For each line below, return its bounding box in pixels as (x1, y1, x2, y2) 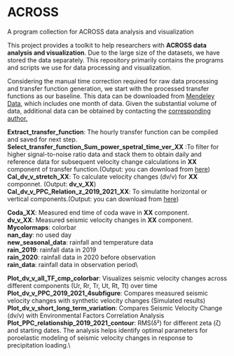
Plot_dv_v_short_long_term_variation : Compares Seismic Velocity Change (7, 303, 223, 312)
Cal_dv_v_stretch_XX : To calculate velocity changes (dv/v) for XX (7, 172, 198, 181)
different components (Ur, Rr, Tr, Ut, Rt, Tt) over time (7, 281, 158, 289)
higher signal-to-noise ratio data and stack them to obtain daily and (7, 150, 202, 158)
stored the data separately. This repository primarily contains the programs (7, 55, 224, 64)
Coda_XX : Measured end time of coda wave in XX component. (7, 208, 189, 217)
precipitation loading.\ (7, 341, 71, 349)
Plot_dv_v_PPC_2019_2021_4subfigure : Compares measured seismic (7, 289, 209, 297)
